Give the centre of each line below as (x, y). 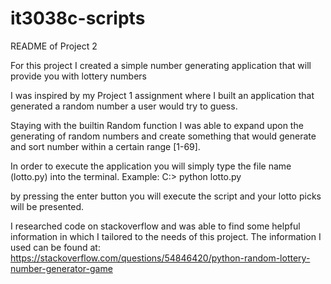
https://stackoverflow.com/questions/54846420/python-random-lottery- (160, 258)
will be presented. (47, 206)
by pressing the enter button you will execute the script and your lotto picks (166, 196)
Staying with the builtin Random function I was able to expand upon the (157, 125)
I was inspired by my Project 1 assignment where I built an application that (162, 95)
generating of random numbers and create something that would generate (163, 136)
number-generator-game (61, 268)
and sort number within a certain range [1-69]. (105, 146)
